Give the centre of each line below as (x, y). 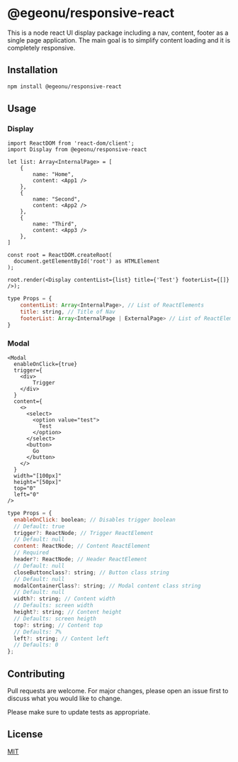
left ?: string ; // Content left (62, 639)
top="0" (25, 488)
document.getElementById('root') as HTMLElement (87, 261)
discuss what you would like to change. (65, 698)
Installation (33, 70)
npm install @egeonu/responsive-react (64, 87)
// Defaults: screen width (53, 606)
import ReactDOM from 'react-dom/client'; (71, 143)
